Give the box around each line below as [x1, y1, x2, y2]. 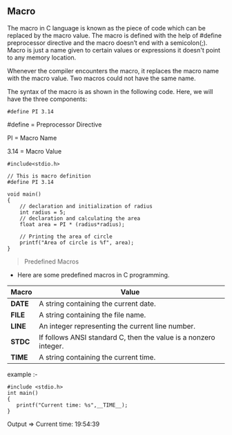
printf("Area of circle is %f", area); [19, 239, 135, 246]
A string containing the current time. [39, 352, 156, 362]
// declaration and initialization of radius [19, 203, 153, 210]
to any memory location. [7, 53, 77, 62]
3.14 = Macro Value [7, 147, 62, 155]
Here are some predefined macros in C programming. [17, 270, 170, 279]
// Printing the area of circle [19, 233, 113, 240]
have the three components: [7, 95, 88, 103]
